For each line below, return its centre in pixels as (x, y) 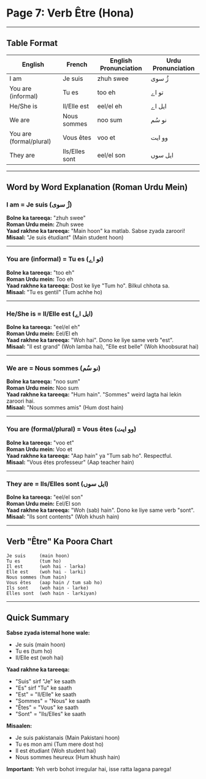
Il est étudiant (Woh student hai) (55, 750)
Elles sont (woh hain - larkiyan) (52, 593)
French (77, 64)
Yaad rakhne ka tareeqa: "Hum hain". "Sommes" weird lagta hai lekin (94, 395)
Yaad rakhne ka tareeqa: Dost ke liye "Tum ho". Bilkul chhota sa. (88, 286)
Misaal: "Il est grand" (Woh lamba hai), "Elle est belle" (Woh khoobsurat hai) (103, 347)
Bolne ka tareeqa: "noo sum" (44, 382)
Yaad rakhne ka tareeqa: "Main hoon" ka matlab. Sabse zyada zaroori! (96, 231)
